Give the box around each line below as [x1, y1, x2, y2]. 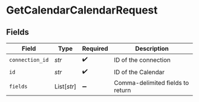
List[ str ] [54, 83, 77, 90]
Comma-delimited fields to [114, 79, 190, 87]
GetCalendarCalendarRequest [6, 4, 158, 17]
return [114, 86, 131, 94]
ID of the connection [114, 55, 171, 64]
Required [82, 45, 108, 52]
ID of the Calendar [114, 68, 165, 76]
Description [135, 45, 169, 52]
